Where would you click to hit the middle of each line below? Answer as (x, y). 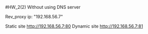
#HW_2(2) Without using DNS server (43, 7)
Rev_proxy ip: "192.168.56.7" (34, 17)
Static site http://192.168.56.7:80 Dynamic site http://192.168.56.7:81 (74, 26)
